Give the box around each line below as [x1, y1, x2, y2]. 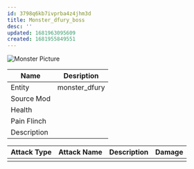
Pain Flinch [10, 117, 47, 126]
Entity [10, 83, 30, 92]
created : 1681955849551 [7, 36, 76, 43]
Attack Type [10, 148, 52, 157]
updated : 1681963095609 [7, 29, 76, 37]
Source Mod [10, 94, 51, 103]
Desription [63, 71, 99, 81]
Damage [155, 148, 184, 157]
